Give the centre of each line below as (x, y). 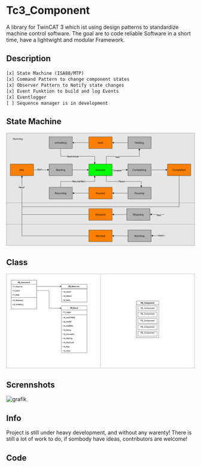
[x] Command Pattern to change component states (68, 79)
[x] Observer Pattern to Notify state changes (65, 85)
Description (28, 58)
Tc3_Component (48, 10)
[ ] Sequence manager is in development (57, 103)
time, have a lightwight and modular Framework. (66, 40)
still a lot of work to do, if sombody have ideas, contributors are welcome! (97, 439)
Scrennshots (31, 385)
